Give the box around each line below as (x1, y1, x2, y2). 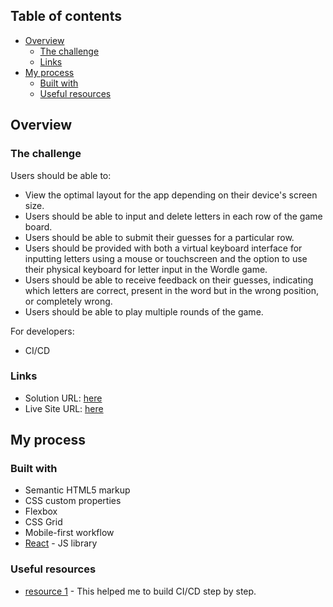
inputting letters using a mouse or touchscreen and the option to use (24, 252, 308, 264)
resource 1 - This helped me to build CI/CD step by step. (24, 585, 257, 597)
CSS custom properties (24, 495, 122, 507)
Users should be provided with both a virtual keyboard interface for (24, 242, 303, 254)
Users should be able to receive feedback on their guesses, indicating (24, 274, 314, 286)
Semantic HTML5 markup (24, 484, 131, 496)
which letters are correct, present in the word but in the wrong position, (24, 284, 319, 296)
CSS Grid (24, 516, 63, 528)
